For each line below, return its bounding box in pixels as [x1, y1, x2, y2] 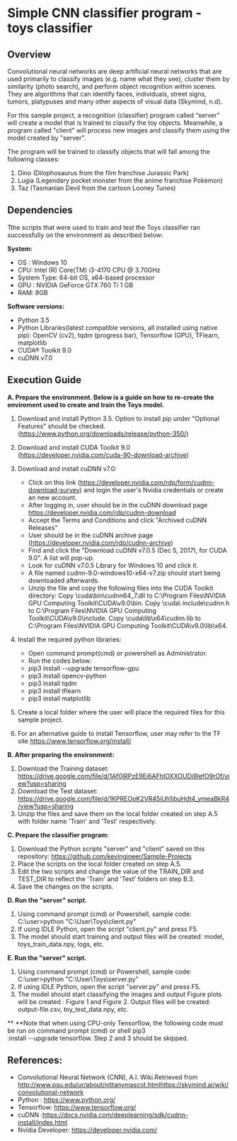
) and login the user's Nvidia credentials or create [79, 485, 224, 494]
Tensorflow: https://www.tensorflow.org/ [17, 1103, 137, 1112]
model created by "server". [7, 133, 86, 142]
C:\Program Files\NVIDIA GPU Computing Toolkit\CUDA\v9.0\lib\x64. [28, 621, 228, 629]
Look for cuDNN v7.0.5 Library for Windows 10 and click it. [28, 561, 199, 569]
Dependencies [7, 204, 73, 216]
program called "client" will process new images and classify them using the [7, 126, 230, 134]
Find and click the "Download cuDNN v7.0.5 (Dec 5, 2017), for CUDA [28, 546, 228, 554]
